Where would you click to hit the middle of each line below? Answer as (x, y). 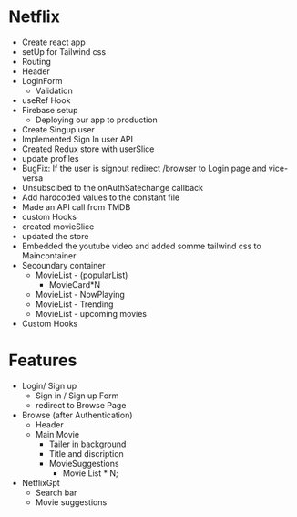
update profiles (50, 158)
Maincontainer (49, 255)
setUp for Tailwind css (64, 51)
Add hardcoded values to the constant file (100, 197)
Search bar (56, 492)
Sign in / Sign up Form (77, 396)
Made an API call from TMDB (76, 206)
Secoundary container (63, 265)
